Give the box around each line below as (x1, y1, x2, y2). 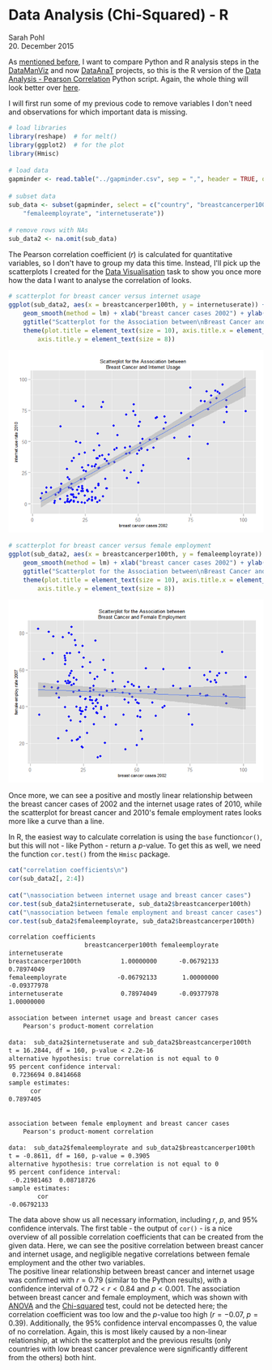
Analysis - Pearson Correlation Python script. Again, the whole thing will (8, 74, 249, 84)
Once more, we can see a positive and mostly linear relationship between (8, 790, 253, 800)
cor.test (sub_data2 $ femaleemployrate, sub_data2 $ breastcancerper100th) (8, 917, 255, 926)
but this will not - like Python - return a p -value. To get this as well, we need (8, 840, 261, 850)
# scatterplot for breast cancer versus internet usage (8, 292, 201, 301)
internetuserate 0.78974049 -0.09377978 (8, 990, 219, 998)
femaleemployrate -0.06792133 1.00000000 (8, 973, 219, 981)
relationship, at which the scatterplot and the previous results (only (8, 1335, 232, 1345)
